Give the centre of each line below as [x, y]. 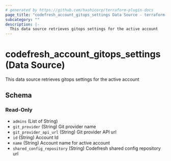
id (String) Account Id [35, 137]
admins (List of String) [35, 121]
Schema [19, 95]
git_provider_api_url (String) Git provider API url [65, 132]
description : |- [22, 24]
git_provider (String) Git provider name [54, 126]
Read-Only [19, 110]
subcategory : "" [22, 19]
